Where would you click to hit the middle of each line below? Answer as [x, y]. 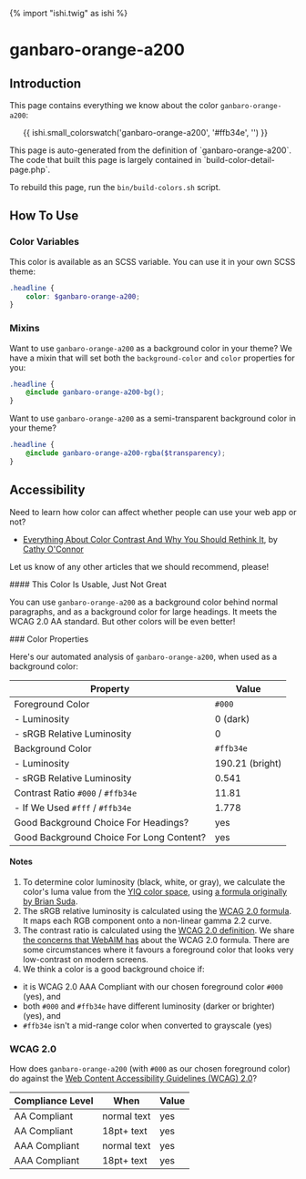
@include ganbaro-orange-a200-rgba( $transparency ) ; [126, 453]
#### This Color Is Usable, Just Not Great [88, 584]
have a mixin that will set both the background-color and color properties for [152, 358]
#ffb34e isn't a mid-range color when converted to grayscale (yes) [147, 1025]
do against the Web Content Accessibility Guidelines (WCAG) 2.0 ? [133, 1079]
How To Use [44, 216]
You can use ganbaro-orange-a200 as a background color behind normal [144, 602]
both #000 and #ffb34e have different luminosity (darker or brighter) [148, 1006]
